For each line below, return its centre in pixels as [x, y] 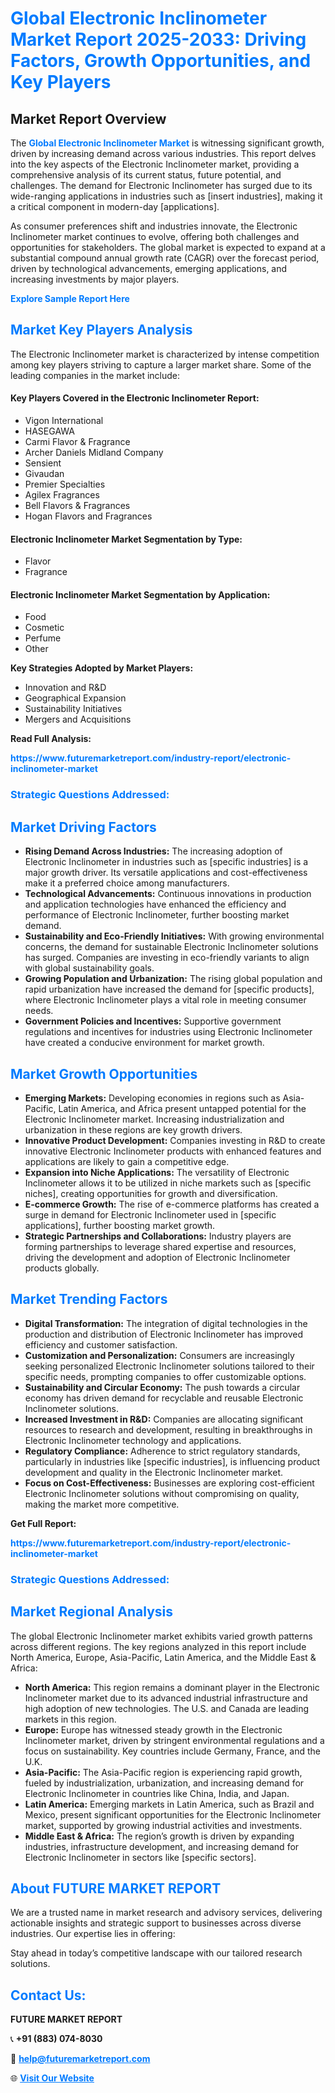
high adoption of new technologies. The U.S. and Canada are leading [167, 1708]
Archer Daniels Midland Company [94, 453]
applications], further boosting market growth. [120, 1225]
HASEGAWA [49, 431]
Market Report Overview [88, 118]
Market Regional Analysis [92, 1612]
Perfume [43, 638]
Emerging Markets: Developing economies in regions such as [152, 1098]
